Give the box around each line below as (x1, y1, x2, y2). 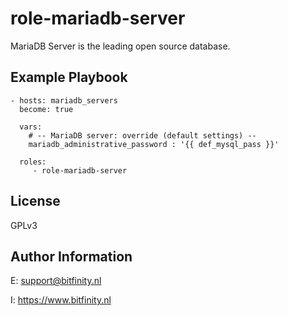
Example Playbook (10, 69, 128, 86)
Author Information (10, 248, 133, 265)
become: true (19, 104, 74, 114)
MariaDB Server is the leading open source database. (10, 40, 231, 52)
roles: (19, 157, 47, 167)
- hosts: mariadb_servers (10, 95, 118, 106)
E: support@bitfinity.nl (10, 275, 102, 287)
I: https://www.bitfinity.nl (10, 294, 112, 306)
